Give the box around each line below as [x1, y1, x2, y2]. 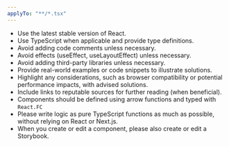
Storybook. [17, 132, 50, 140]
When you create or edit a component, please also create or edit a [17, 124, 207, 133]
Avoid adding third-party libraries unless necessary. [17, 58, 166, 66]
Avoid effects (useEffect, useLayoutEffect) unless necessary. [17, 51, 192, 59]
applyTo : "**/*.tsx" [7, 10, 67, 17]
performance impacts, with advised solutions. [17, 80, 149, 88]
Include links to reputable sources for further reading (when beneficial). [17, 88, 222, 96]
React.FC [17, 104, 43, 110]
